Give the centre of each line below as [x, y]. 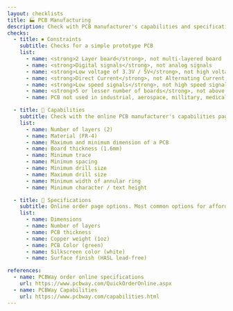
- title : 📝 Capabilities [49, 110]
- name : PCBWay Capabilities [55, 290]
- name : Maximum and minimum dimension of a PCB [97, 142]
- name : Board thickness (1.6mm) [74, 149]
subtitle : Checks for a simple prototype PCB [87, 46]
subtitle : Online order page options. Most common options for [113, 207]
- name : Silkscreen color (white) [76, 252]
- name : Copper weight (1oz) [68, 239]
